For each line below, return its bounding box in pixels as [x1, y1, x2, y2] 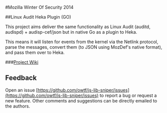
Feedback [5, 74, 37, 82]
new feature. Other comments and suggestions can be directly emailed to [5, 97, 157, 103]
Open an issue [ [5, 87, 38, 93]
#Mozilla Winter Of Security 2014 [5, 5, 74, 10]
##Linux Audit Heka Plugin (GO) [5, 14, 71, 20]
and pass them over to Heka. [5, 50, 65, 55]
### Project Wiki [5, 59, 39, 65]
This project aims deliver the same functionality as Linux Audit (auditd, [5, 24, 150, 30]
